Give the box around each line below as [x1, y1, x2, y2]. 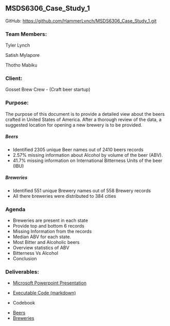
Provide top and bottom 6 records [12, 222, 85, 229]
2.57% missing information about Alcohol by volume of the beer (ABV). [12, 152, 163, 158]
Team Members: [5, 30, 47, 37]
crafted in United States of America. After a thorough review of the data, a [5, 116, 162, 123]
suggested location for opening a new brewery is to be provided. [5, 121, 142, 128]
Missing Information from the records [12, 228, 92, 234]
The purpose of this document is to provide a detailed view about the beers [5, 111, 165, 117]
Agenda [5, 206, 26, 213]
